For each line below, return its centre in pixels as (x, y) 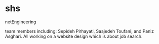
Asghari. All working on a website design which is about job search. (74, 36)
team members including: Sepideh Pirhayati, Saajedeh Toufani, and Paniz (79, 31)
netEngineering (20, 22)
